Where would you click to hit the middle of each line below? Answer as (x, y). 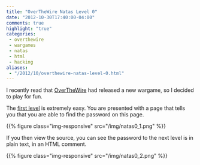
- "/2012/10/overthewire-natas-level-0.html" (66, 73)
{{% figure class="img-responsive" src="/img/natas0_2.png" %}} (87, 156)
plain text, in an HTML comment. (46, 144)
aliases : (17, 67)
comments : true (25, 23)
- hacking (21, 62)
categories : (21, 34)
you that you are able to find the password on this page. (75, 115)
